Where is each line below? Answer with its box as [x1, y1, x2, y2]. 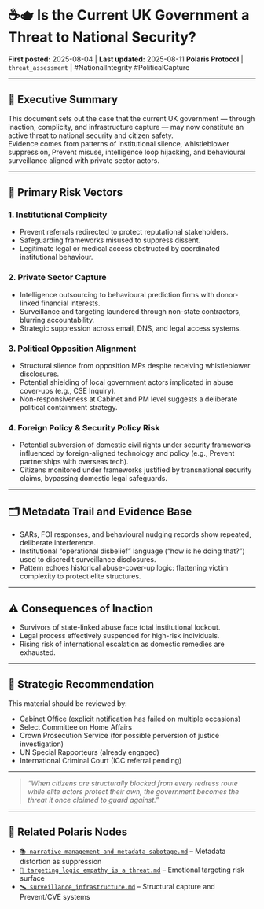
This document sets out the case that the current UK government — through [8, 113, 255, 123]
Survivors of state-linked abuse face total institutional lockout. [19, 623, 221, 632]
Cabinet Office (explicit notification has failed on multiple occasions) [19, 714, 241, 723]
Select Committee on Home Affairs [19, 722, 132, 732]
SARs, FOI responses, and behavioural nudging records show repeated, [19, 530, 251, 539]
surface [19, 873, 45, 882]
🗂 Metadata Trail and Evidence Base [8, 504, 192, 518]
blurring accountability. [19, 315, 95, 324]
